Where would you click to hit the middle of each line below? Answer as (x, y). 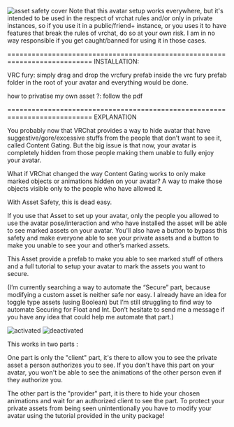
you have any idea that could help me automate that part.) (90, 317)
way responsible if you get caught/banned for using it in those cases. (107, 41)
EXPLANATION (116, 117)
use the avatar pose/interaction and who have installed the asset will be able (117, 223)
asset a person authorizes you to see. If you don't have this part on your (111, 365)
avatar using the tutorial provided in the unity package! (86, 415)
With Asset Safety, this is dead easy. (60, 202)
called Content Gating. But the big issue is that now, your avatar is (102, 145)
